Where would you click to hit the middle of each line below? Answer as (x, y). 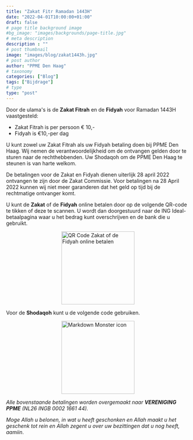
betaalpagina (22, 217)
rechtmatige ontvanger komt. (41, 193)
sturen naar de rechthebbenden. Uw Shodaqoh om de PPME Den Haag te (94, 157)
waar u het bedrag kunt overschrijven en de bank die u (104, 217)
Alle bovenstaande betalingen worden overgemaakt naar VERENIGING (91, 402)
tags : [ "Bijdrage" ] (30, 82)
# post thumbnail (27, 50)
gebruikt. (17, 223)
